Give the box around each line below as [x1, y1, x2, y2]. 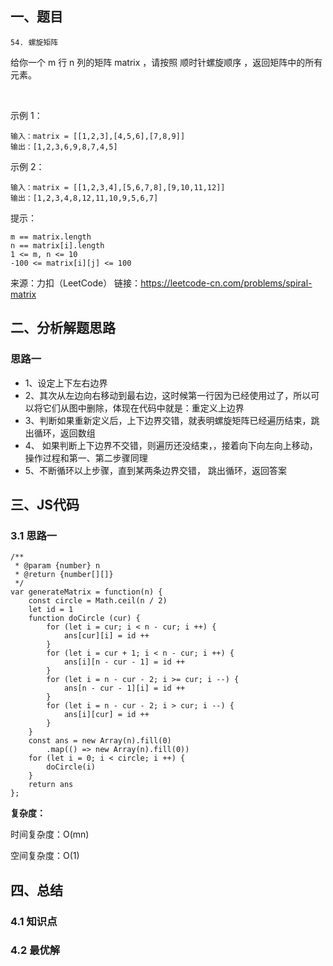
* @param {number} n [14, 561, 101, 571]
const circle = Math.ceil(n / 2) [28, 596, 168, 606]
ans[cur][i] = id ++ [63, 631, 150, 641]
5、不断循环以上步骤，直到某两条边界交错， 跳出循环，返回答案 [24, 464, 288, 476]
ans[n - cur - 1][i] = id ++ [63, 683, 186, 694]
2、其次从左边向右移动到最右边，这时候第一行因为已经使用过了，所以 [24, 389, 312, 401]
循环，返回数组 [33, 427, 96, 439]
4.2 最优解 [10, 943, 61, 957]
